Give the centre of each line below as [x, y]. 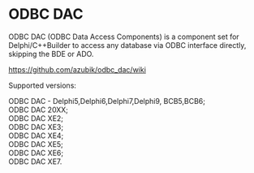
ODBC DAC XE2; [36, 118]
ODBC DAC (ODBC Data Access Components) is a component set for [124, 37]
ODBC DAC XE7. [35, 161]
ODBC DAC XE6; [36, 153]
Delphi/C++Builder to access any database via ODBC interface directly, [127, 45]
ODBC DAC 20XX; [39, 110]
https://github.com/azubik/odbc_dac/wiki [77, 69]
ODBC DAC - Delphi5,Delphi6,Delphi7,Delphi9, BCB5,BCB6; [107, 101]
